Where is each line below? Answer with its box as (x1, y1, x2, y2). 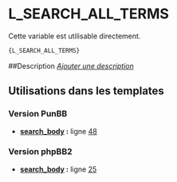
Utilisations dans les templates (8, 85, 165, 98)
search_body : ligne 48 (19, 126, 97, 136)
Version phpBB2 (8, 146, 73, 157)
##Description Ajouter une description (8, 61, 134, 70)
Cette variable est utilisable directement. (8, 31, 141, 41)
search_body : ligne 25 (19, 164, 97, 174)
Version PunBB (8, 109, 68, 120)
